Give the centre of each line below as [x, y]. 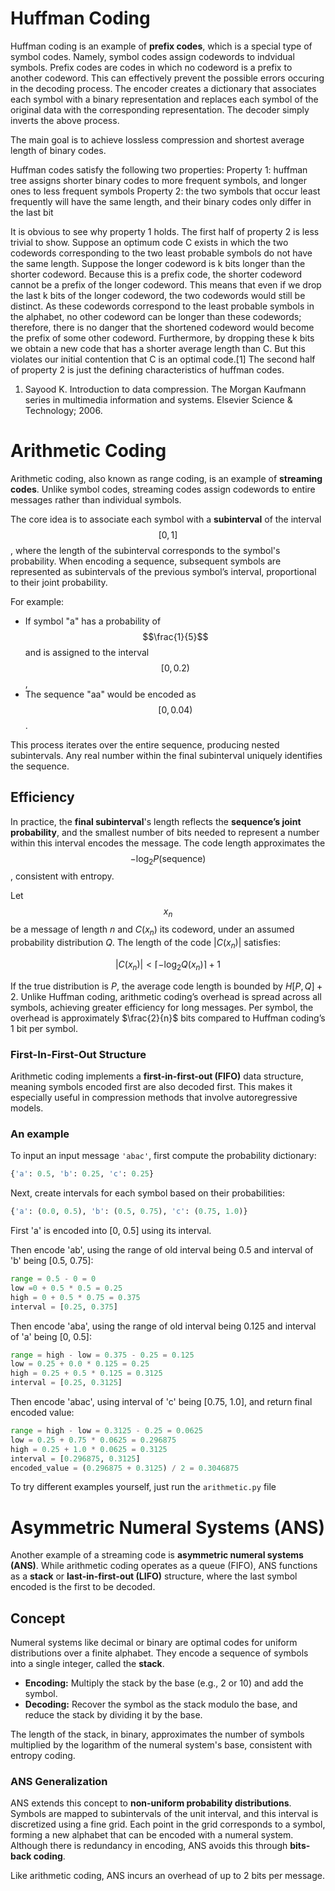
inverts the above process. [65, 120]
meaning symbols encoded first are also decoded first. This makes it [151, 1086]
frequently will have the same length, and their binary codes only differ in [161, 201]
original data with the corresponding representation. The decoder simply [160, 109]
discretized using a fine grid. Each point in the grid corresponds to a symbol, [168, 1824]
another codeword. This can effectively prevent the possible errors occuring [167, 78]
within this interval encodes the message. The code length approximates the [168, 843]
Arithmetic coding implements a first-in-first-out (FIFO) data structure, [157, 1076]
